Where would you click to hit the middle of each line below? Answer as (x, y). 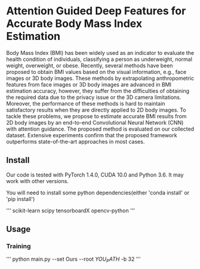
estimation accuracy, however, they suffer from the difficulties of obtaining (98, 91)
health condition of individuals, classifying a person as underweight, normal (99, 59)
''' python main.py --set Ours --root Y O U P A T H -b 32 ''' (74, 260)
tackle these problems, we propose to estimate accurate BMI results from (96, 116)
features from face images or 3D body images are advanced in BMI (89, 84)
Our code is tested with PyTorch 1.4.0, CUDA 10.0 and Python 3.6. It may (95, 175)
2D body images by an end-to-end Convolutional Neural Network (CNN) (95, 122)
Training (19, 246)
